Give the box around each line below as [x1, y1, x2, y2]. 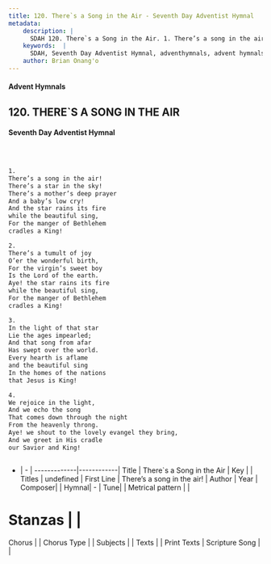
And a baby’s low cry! [8, 197, 85, 205]
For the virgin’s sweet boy [8, 264, 103, 272]
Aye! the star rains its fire [8, 280, 110, 288]
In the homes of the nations [8, 368, 106, 377]
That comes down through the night [8, 414, 128, 422]
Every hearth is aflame [8, 354, 89, 362]
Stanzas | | [8, 511, 82, 529]
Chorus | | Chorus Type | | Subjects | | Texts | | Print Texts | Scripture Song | [8, 537, 261, 547]
